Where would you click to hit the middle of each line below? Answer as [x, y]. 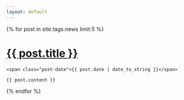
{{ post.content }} [31, 80]
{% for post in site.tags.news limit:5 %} [55, 29]
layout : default [27, 12]
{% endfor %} [24, 91]
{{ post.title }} [42, 53]
